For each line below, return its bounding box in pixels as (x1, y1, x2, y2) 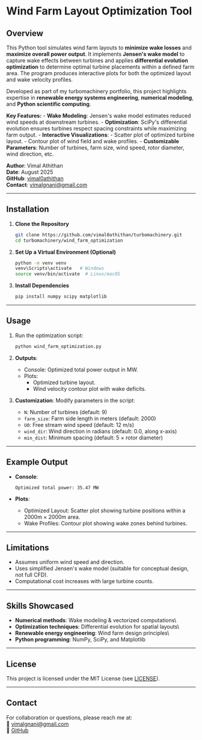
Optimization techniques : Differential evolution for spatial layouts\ (14, 623, 179, 631)
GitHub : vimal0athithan (6, 175, 64, 182)
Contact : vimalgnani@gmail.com (6, 182, 88, 188)
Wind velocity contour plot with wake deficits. (32, 385, 146, 392)
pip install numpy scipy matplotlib (14, 293, 107, 300)
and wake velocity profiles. (6, 76, 73, 83)
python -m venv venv (14, 260, 67, 266)
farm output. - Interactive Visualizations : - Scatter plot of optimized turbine (6, 131, 195, 138)
